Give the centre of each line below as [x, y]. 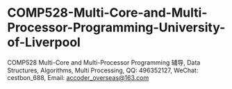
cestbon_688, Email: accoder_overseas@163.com [78, 77]
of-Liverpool [44, 42]
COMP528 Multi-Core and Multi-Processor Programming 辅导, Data [104, 62]
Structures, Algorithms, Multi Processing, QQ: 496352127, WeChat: [103, 70]
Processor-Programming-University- [116, 27]
